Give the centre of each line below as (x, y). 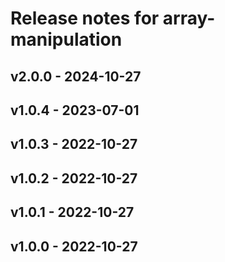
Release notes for (85, 18)
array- (189, 18)
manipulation (66, 39)
